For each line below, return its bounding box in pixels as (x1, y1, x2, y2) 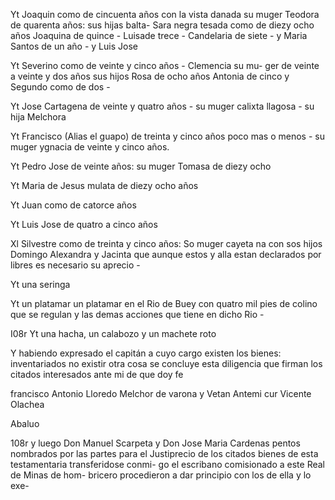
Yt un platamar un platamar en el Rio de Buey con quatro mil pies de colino (10, 298, 318, 309)
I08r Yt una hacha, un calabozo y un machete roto (10, 328, 217, 339)
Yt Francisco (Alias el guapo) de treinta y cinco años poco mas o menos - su (10, 130, 325, 142)
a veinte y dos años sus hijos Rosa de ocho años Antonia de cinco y (10, 70, 290, 82)
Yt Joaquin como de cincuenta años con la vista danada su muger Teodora (10, 9, 320, 20)
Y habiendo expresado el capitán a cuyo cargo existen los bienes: (10, 347, 282, 359)
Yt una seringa (10, 279, 71, 290)
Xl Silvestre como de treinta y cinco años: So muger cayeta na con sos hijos (10, 238, 323, 249)
